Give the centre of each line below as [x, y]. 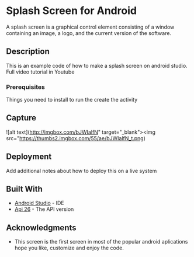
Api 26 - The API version [44, 209]
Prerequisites [25, 87]
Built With [24, 189]
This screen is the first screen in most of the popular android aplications [101, 242]
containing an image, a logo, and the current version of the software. [89, 33]
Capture [21, 118]
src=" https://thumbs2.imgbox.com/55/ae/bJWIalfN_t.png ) [76, 138]
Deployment [29, 157]
